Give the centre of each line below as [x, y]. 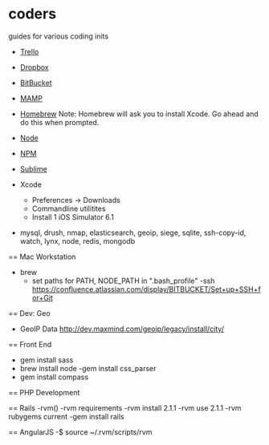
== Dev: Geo [29, 313]
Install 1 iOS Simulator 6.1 [73, 216]
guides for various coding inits [59, 36]
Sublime [33, 168]
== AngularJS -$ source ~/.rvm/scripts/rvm [80, 432]
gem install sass [47, 360]
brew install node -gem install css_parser [88, 368]
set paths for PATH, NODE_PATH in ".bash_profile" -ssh [123, 281]
